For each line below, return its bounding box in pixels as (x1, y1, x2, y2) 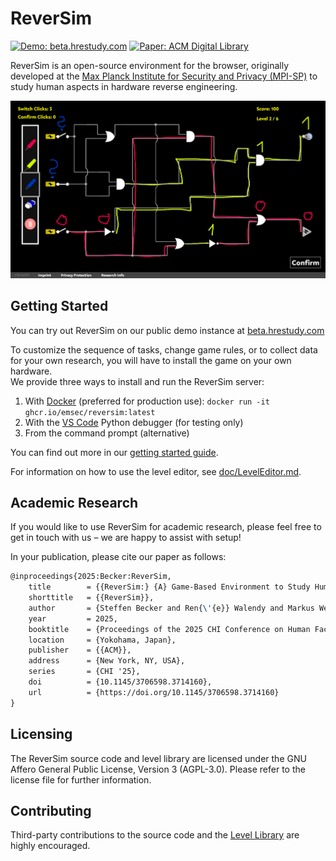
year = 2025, (28, 613, 118, 624)
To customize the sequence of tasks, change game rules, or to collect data (10, 343, 318, 356)
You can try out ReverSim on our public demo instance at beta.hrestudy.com (10, 324, 325, 336)
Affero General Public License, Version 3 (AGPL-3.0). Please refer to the (10, 763, 306, 775)
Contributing (10, 802, 92, 819)
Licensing (10, 726, 73, 743)
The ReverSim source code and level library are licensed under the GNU (10, 752, 307, 764)
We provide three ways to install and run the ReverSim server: (10, 375, 265, 387)
